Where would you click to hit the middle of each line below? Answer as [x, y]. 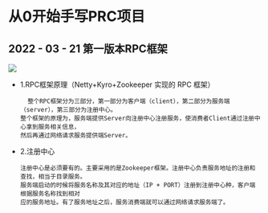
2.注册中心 [37, 151]
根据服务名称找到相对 [50, 194]
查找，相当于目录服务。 [53, 177]
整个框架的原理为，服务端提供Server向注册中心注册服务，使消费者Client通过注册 [137, 118]
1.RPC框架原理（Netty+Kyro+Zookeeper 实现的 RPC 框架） [117, 84]
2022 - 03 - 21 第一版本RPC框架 [88, 49]
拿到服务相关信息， [53, 127]
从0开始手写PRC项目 [77, 16]
